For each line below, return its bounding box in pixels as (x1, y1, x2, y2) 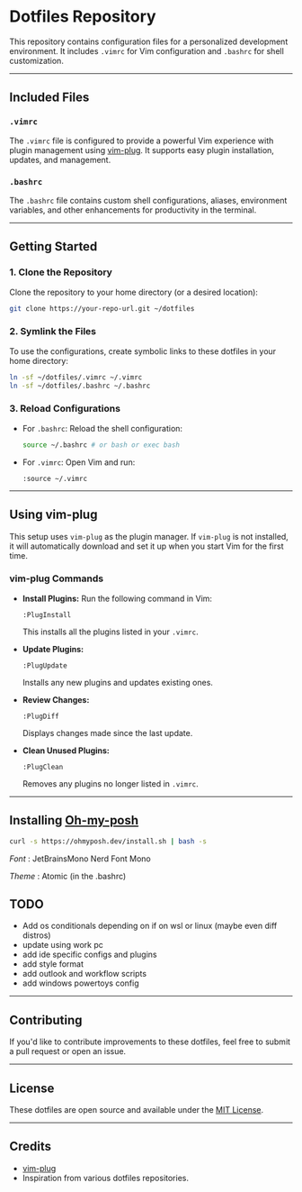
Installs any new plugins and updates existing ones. (22, 677, 214, 687)
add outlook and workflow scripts (22, 969, 147, 979)
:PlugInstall (22, 610, 72, 619)
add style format (22, 959, 84, 969)
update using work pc (22, 940, 103, 951)
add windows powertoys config (22, 978, 139, 988)
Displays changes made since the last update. (22, 727, 193, 738)
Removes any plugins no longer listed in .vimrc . (22, 778, 200, 789)
